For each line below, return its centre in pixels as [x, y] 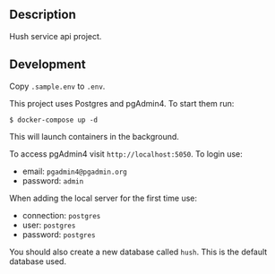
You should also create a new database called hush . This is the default [138, 252]
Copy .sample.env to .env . [57, 86]
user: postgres [49, 225]
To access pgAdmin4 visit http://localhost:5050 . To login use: [126, 154]
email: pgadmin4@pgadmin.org [75, 171]
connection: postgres [61, 215]
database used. [38, 261]
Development [48, 65]
